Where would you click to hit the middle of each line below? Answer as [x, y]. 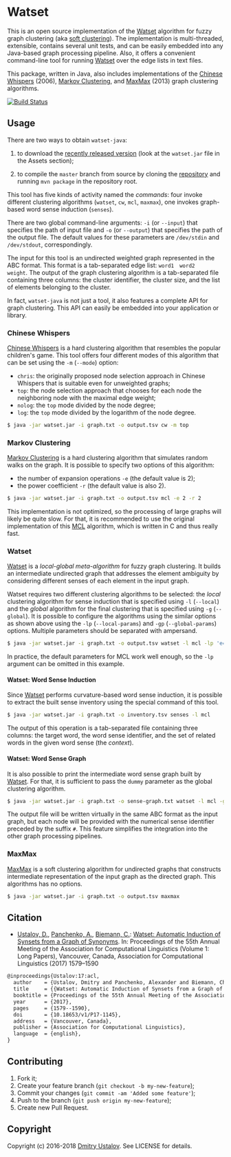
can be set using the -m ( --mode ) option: [63, 363]
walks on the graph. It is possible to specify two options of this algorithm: [111, 465]
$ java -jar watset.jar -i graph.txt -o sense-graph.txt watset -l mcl [112, 801]
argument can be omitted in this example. [66, 664]
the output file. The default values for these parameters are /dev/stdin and [113, 237]
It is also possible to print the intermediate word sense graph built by [104, 774]
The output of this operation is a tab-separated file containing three [102, 728]
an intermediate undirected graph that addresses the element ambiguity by [113, 574]
